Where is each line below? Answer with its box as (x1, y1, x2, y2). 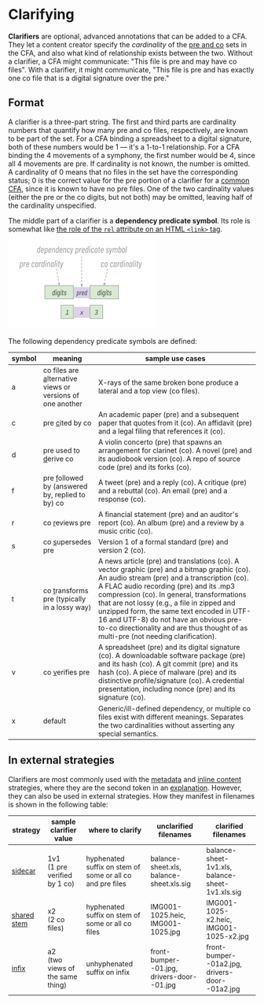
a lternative (42, 374, 78, 383)
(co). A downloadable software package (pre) (97, 651, 246, 660)
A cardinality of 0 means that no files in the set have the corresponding (8, 167, 238, 176)
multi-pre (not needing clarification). (97, 632, 218, 640)
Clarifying (8, 6, 75, 24)
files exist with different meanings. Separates (97, 712, 244, 722)
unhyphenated (86, 959, 134, 969)
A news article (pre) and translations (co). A (97, 556, 240, 566)
